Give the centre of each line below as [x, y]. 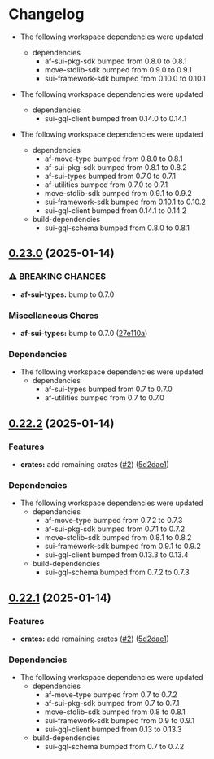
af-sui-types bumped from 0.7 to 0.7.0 [108, 389]
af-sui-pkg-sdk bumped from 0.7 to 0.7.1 [112, 704]
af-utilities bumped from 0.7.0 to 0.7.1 [106, 185]
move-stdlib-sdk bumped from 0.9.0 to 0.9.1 [118, 69]
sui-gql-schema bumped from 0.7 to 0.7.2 [114, 747]
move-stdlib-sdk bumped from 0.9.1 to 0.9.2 [118, 193]
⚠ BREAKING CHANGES [57, 277]
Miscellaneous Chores [54, 316]
